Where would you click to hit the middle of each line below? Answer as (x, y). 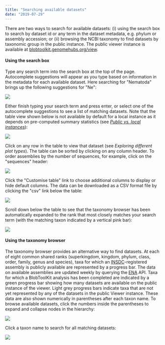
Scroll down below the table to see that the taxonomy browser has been (78, 209)
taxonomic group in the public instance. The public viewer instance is (75, 44)
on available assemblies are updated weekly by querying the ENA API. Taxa (82, 272)
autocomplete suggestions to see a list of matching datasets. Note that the (81, 111)
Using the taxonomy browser (35, 241)
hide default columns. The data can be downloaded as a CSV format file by (81, 185)
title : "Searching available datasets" (46, 10)
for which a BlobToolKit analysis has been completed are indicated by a (77, 277)
